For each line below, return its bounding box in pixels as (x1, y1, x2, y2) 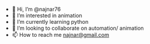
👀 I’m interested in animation (11, 12, 83, 19)
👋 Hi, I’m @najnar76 (11, 6, 61, 12)
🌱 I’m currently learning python (11, 18, 89, 25)
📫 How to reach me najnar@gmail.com (11, 32, 109, 38)
